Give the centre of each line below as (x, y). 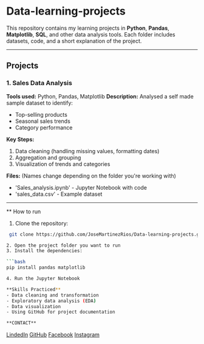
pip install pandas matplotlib (46, 268)
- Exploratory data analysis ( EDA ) (51, 301)
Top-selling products (41, 114)
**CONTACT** (21, 323)
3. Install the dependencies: (45, 251)
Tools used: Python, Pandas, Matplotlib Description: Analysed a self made (100, 96)
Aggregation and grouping (48, 157)
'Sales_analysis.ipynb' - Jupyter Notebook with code (81, 187)
